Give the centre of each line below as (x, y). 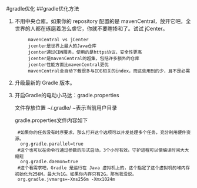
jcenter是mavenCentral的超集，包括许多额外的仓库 (84, 58)
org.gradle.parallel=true (52, 144)
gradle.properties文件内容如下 (51, 120)
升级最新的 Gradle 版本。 (45, 83)
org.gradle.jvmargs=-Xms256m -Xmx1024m (66, 179)
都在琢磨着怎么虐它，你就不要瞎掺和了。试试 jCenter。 (101, 29)
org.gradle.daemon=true (49, 161)
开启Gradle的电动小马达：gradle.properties (67, 95)
